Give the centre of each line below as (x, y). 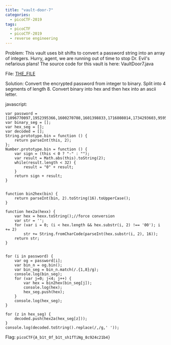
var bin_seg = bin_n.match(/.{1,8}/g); (57, 270)
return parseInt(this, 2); (43, 140)
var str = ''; (29, 220)
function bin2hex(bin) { (32, 194)
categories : (18, 15)
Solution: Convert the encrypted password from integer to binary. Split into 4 (85, 83)
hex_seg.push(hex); (44, 292)
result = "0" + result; (49, 167)
